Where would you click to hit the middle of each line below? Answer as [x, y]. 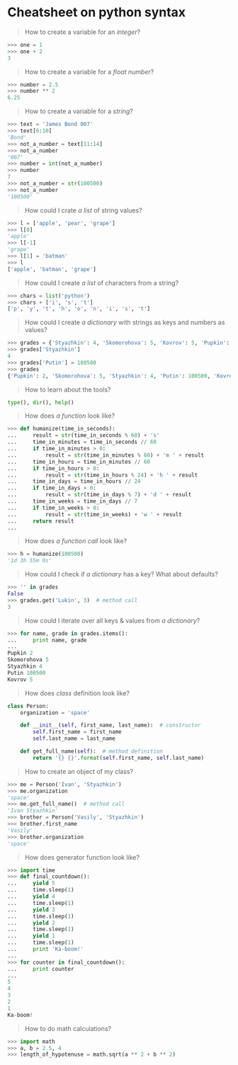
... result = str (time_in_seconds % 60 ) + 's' [84, 435]
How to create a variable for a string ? [79, 111]
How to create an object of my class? [79, 771]
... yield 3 [31, 910]
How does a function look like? [70, 416]
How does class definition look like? [77, 693]
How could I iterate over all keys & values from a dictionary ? [112, 620]
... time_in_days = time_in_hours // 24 [74, 482]
